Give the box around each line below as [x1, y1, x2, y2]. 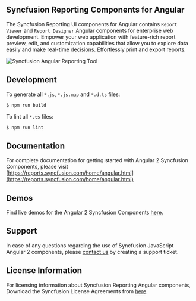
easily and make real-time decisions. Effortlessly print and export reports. [6, 46, 186, 53]
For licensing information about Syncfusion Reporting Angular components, [6, 281, 191, 288]
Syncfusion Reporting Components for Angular [6, 5, 185, 15]
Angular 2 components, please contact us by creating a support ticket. [6, 248, 179, 255]
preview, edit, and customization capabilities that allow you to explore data [6, 39, 188, 46]
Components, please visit [6, 163, 68, 170]
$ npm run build [6, 102, 46, 108]
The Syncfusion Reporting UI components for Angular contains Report [6, 20, 178, 27]
